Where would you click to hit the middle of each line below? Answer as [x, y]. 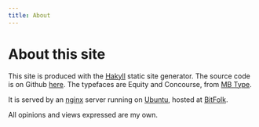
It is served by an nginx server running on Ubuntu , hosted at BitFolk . [118, 100]
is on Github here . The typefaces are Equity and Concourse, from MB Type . [130, 84]
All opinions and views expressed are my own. [83, 114]
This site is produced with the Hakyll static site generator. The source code [129, 76]
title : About [29, 15]
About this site [57, 54]
